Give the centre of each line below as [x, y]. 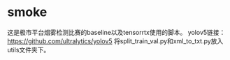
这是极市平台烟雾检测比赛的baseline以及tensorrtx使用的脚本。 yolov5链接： [116, 32]
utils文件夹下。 [29, 50]
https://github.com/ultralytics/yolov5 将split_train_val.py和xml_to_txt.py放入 [115, 41]
